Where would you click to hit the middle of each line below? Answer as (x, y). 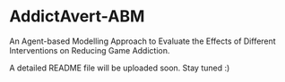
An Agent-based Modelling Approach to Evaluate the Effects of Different (142, 41)
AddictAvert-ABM (77, 16)
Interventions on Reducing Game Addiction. (90, 50)
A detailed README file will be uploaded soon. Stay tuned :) (120, 68)
